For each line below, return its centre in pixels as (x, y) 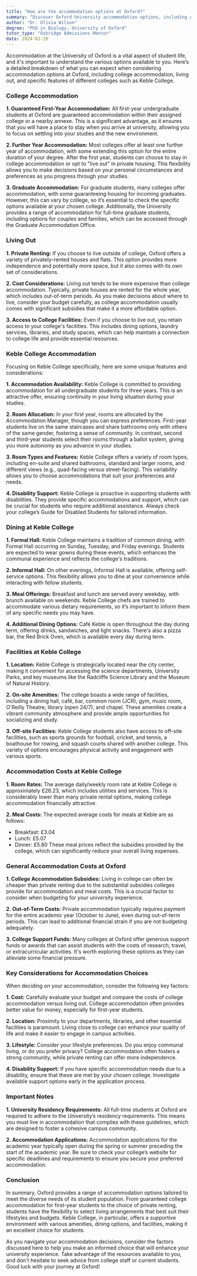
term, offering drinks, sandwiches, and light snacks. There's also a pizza (94, 630)
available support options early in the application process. (76, 1081)
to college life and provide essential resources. (62, 338)
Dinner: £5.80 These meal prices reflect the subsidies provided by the (99, 844)
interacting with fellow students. (45, 583)
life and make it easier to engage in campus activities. (71, 1034)
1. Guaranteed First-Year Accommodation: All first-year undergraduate (93, 109)
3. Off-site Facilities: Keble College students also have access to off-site (94, 731)
